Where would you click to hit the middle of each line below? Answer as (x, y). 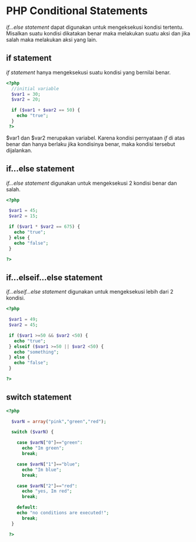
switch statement (39, 398)
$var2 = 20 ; (26, 99)
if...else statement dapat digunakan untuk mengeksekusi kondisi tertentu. (95, 27)
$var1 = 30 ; (26, 94)
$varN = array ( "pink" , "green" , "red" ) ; (59, 421)
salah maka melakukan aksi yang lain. (52, 39)
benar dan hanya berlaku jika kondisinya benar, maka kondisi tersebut (91, 144)
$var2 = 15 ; (23, 216)
